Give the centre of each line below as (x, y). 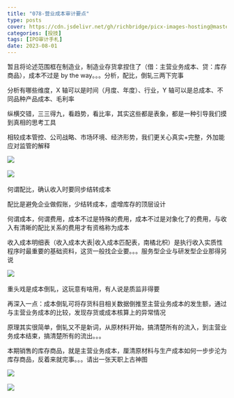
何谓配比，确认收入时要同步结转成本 (59, 189)
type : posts (24, 20)
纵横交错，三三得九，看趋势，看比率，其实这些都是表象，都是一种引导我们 (114, 113)
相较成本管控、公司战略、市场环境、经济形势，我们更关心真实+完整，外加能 (116, 137)
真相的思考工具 (34, 122)
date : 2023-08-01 (32, 46)
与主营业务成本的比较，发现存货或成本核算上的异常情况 (86, 312)
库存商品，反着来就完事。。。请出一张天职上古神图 (77, 359)
